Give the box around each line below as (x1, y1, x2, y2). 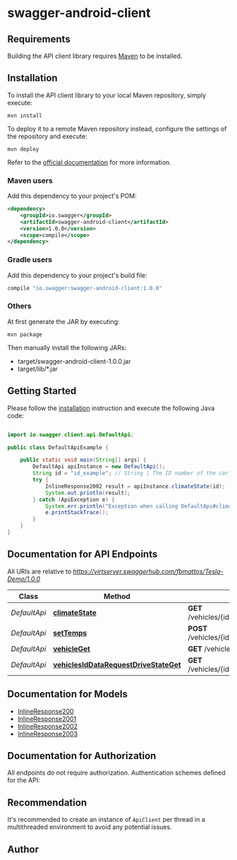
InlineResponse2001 (17, 715, 77, 723)
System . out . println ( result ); (44, 489, 131, 496)
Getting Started (7, 385, 77, 397)
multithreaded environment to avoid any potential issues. (7, 823, 172, 831)
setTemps (52, 628, 87, 638)
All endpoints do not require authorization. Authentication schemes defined (7, 768, 226, 777)
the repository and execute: (7, 132, 87, 141)
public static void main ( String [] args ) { (20, 457, 147, 464)
